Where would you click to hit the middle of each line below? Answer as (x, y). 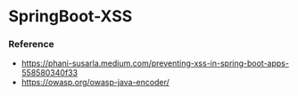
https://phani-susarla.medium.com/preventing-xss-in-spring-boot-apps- (155, 63)
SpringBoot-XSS (70, 16)
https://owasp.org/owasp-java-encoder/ (95, 83)
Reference (31, 44)
